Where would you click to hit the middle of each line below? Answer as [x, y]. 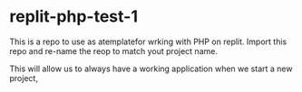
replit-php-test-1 [74, 17]
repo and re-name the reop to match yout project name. [113, 51]
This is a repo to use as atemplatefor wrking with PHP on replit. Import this [148, 41]
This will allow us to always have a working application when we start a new [151, 69]
